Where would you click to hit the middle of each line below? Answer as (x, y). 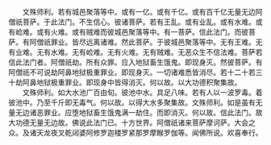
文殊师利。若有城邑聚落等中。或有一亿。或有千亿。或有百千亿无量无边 (139, 12)
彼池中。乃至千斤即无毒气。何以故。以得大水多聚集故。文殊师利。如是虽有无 (135, 102)
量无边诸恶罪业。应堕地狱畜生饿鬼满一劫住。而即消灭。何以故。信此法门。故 (135, 112)
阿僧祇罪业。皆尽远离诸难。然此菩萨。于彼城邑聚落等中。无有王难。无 (146, 42)
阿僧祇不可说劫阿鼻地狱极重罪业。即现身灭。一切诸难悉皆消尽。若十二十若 (132, 72)
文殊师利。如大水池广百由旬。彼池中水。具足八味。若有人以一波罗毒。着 (142, 92)
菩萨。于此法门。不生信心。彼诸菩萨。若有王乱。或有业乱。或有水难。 (139, 22)
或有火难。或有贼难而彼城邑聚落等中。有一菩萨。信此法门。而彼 (142, 32)
